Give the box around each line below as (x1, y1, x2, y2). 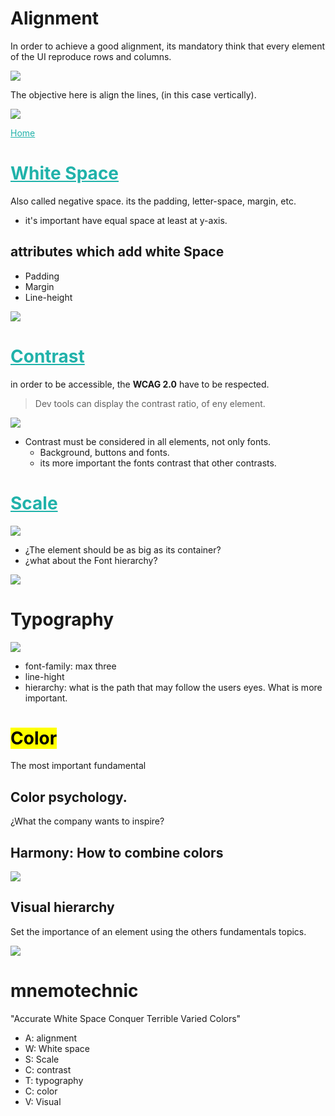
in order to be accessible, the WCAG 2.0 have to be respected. (10, 378, 270, 390)
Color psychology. (10, 788, 128, 806)
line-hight (24, 670, 65, 682)
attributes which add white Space (10, 243, 225, 261)
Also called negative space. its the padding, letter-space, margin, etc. (10, 195, 297, 207)
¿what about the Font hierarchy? (24, 554, 158, 566)
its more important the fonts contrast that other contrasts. (39, 457, 277, 469)
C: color (24, 1085, 58, 1097)
